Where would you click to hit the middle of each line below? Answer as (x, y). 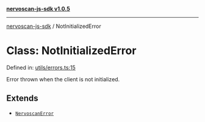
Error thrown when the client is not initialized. (63, 79)
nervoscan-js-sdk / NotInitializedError (54, 26)
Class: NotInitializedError (71, 51)
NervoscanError (34, 114)
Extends (22, 99)
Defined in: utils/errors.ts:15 (41, 67)
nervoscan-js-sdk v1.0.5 (38, 9)
